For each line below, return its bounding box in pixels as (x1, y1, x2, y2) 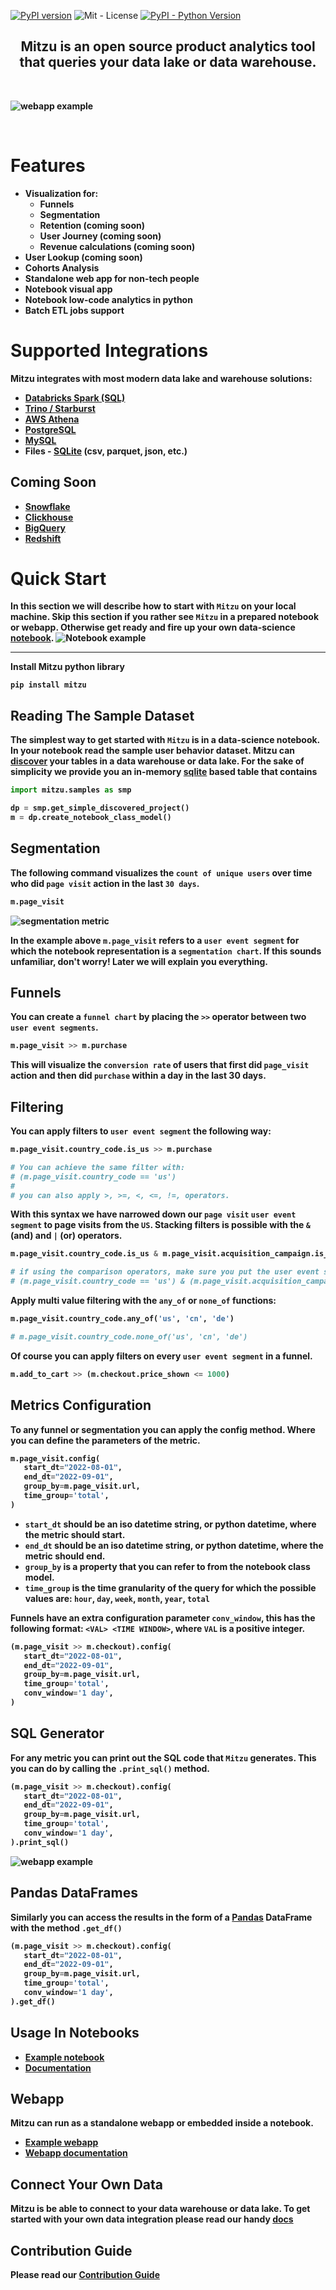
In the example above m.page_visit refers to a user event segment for (10, 934, 300, 946)
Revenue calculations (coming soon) (39, 240, 196, 252)
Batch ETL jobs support (24, 304, 125, 316)
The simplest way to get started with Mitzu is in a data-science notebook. (10, 734, 320, 746)
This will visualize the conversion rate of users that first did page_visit (10, 1059, 310, 1071)
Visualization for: (24, 187, 99, 199)
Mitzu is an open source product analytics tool (20, 38, 316, 55)
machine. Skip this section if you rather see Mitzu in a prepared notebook (10, 611, 320, 623)
